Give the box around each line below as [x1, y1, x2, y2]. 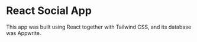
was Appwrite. [6, 29, 41, 36]
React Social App [6, 4, 92, 17]
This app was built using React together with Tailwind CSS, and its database [6, 23, 192, 30]
